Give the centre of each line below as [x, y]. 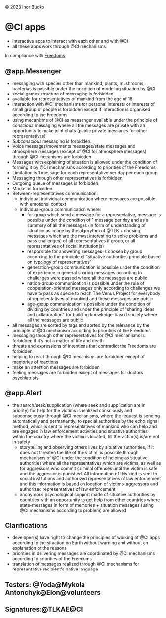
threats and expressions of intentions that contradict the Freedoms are [84, 346]
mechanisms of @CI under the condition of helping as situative [83, 458]
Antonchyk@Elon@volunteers [53, 593]
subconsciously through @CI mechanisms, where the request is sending [86, 416]
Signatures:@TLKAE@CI [44, 609]
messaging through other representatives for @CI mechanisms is [78, 335]
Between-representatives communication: [55, 193]
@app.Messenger [33, 71]
